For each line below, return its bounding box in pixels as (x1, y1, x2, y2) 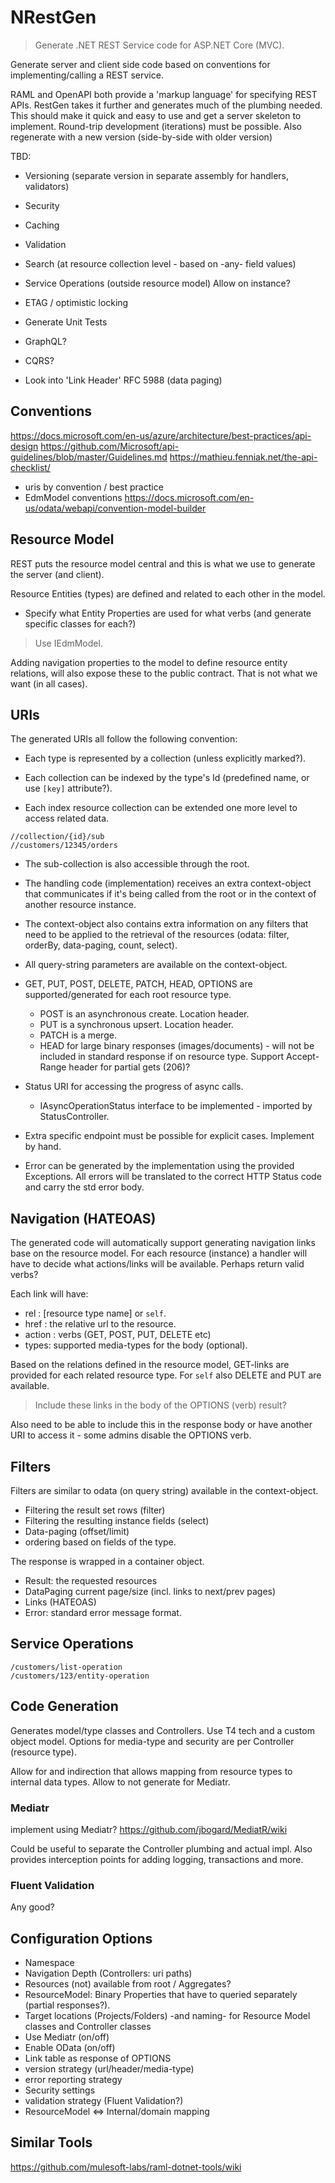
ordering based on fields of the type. (24, 1536, 177, 1548)
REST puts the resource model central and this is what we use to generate (10, 557, 316, 570)
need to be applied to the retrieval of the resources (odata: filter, (24, 929, 290, 941)
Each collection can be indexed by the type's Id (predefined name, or (24, 772, 310, 784)
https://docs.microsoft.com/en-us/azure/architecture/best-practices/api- (10, 429, 312, 441)
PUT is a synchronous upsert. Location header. (39, 1019, 234, 1031)
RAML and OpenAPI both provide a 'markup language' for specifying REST (10, 88, 318, 100)
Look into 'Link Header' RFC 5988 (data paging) (24, 374, 223, 386)
